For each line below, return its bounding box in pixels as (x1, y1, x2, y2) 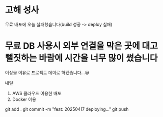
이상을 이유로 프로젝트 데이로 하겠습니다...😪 (5, 69, 90, 76)
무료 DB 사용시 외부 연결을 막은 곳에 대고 (5, 40, 158, 52)
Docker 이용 (12, 96, 36, 102)
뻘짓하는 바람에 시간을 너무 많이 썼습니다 (5, 53, 158, 64)
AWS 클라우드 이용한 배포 (12, 90, 62, 96)
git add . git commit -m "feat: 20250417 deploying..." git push (5, 106, 129, 112)
